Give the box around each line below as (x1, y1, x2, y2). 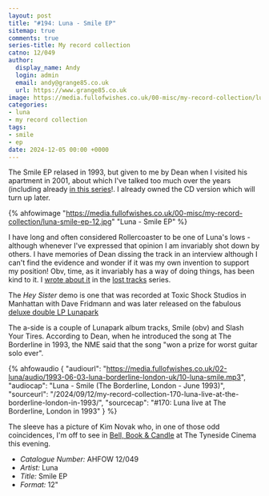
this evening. (8, 439, 50, 449)
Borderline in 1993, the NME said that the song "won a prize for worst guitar (8, 340, 258, 350)
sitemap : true (8, 26, 56, 34)
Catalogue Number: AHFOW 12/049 (19, 454, 139, 464)
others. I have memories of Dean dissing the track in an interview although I (8, 250, 258, 259)
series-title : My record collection (8, 42, 130, 50)
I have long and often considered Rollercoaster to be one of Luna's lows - (8, 233, 251, 242)
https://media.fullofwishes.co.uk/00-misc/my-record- (65, 209, 243, 218)
